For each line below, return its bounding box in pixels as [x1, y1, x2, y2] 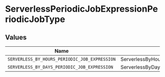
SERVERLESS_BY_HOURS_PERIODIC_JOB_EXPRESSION [7, 57, 116, 62]
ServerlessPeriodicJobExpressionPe [5, 3, 158, 15]
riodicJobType [5, 14, 65, 25]
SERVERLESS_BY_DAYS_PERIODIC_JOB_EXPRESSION [7, 64, 113, 70]
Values [5, 33, 27, 41]
